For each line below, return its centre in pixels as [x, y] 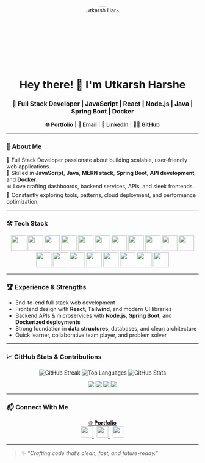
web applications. [28, 166]
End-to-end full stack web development [65, 303]
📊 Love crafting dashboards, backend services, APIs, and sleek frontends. [100, 186]
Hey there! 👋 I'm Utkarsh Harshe [103, 85]
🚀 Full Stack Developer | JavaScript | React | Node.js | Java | [103, 104]
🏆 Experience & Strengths [46, 287]
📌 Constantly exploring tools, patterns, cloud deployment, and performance [101, 195]
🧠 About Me [24, 146]
